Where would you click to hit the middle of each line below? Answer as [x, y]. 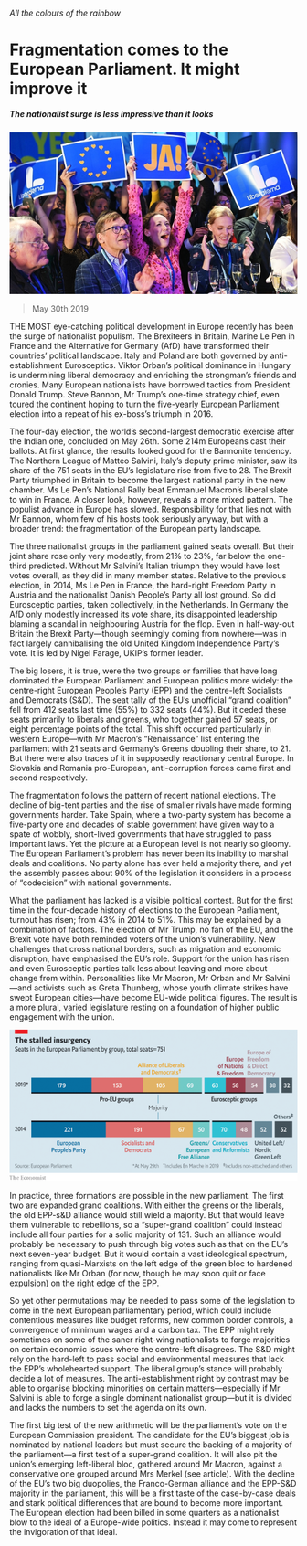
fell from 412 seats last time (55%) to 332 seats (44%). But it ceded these [148, 710]
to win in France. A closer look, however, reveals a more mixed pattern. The [152, 500]
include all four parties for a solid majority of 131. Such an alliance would [145, 1234]
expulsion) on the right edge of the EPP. [85, 1283]
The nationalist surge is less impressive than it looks [111, 114]
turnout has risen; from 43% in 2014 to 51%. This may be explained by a [145, 920]
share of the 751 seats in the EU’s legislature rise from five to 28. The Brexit [151, 471]
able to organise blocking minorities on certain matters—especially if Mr [145, 1388]
